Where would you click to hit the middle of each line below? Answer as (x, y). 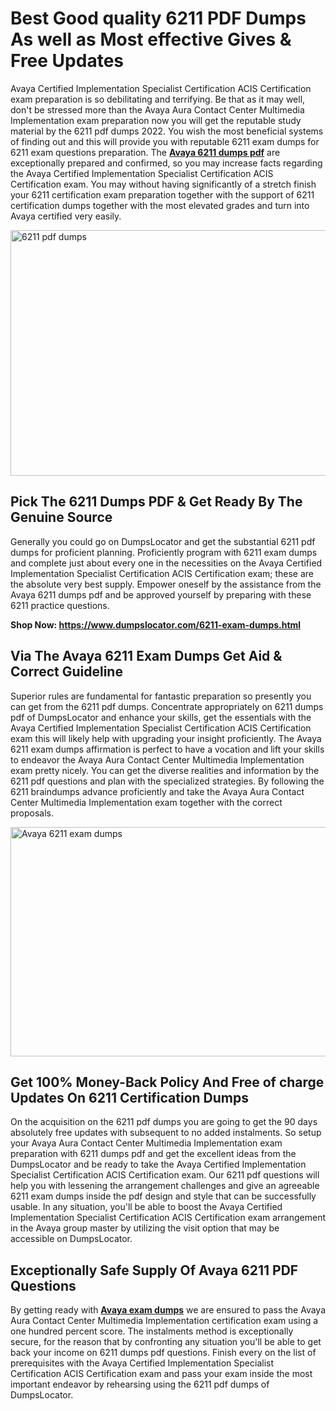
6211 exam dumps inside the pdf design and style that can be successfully (163, 1196)
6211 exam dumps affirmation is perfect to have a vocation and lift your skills (167, 749)
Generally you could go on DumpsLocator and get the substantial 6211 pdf (163, 541)
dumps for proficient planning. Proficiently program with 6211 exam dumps (164, 552)
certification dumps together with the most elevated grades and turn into (160, 205)
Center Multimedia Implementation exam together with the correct (146, 802)
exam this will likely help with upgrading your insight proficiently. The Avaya (166, 738)
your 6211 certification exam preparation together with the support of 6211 (162, 194)
